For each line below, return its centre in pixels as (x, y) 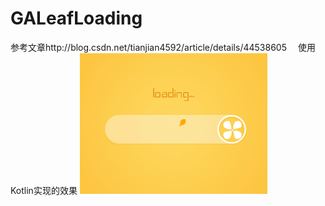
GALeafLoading (76, 18)
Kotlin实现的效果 (44, 190)
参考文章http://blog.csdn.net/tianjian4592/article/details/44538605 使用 (163, 47)
